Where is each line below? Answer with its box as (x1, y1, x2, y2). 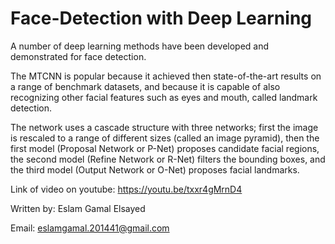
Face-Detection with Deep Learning (10, 7, 313, 30)
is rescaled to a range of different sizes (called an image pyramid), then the (10, 132, 320, 144)
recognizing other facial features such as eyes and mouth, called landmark (10, 91, 318, 103)
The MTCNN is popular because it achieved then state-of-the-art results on (10, 70, 322, 82)
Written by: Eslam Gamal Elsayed (10, 202, 146, 214)
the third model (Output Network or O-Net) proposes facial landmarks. (10, 163, 300, 176)
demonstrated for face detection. (10, 50, 147, 62)
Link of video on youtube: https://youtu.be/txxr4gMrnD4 (10, 183, 243, 195)
